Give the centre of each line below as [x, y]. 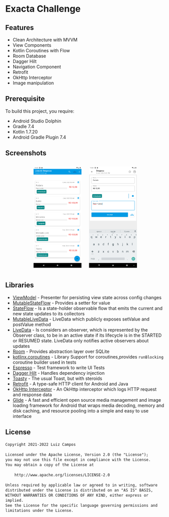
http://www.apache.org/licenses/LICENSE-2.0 [62, 475]
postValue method [32, 324]
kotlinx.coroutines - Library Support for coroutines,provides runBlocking [88, 357]
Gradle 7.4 [23, 126]
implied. [14, 500]
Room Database [29, 56]
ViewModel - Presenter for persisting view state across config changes [87, 297]
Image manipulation [33, 83]
